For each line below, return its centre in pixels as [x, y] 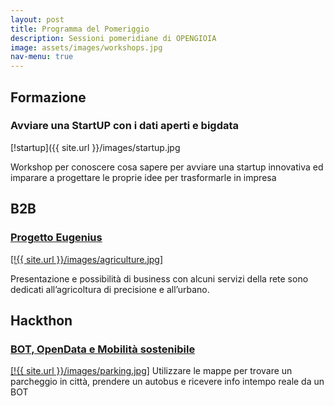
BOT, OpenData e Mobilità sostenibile [103, 349]
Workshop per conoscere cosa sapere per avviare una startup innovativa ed [167, 167]
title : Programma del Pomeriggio [80, 29]
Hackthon [41, 320]
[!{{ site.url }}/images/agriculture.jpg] [87, 259]
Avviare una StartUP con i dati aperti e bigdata [125, 126]
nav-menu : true [42, 57]
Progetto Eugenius [56, 238]
